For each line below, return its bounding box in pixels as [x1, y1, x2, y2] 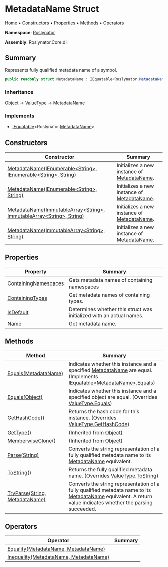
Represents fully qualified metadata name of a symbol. [5, 67, 117, 73]
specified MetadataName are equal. [68, 367, 153, 374]
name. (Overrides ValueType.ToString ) [68, 472, 159, 479]
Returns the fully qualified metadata [68, 466, 152, 473]
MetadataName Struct [5, 3, 99, 15]
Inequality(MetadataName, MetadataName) [7, 554, 110, 561]
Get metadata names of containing [69, 291, 150, 298]
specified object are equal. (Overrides [68, 393, 158, 400]
